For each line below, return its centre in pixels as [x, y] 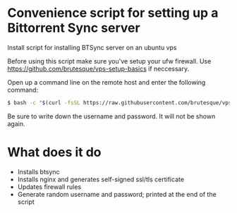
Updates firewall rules [49, 187]
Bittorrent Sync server [74, 28]
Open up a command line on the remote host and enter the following [107, 82]
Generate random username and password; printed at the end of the [117, 194]
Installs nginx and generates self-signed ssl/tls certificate [101, 179]
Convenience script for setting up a [113, 13]
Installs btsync [38, 171]
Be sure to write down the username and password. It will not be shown [111, 116]
